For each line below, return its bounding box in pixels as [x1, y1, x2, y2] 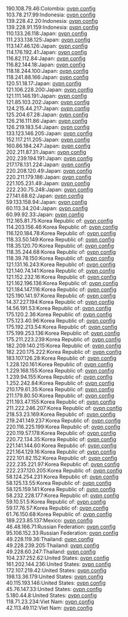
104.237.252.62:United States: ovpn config [6, 555, 110, 561]
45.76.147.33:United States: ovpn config [6, 586, 102, 592]
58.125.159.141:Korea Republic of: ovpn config [6, 486, 116, 492]
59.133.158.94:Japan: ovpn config [6, 199, 87, 205]
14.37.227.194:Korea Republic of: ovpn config [6, 299, 114, 305]
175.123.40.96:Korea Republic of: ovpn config [6, 317, 116, 324]
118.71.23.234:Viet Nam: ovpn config [6, 598, 95, 605]
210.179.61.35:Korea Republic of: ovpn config [6, 386, 114, 393]
